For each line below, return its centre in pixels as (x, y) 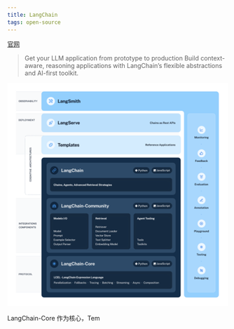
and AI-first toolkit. (51, 73)
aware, (34, 65)
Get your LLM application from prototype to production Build (112, 58)
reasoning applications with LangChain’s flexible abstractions (134, 65)
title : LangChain (33, 15)
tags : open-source (34, 22)
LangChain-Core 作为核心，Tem (54, 318)
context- (213, 58)
